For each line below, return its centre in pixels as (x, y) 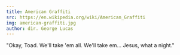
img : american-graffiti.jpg (41, 23)
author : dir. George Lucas (40, 28)
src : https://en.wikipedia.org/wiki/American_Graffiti (76, 17)
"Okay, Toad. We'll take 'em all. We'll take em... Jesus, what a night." (90, 45)
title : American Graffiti (38, 12)
